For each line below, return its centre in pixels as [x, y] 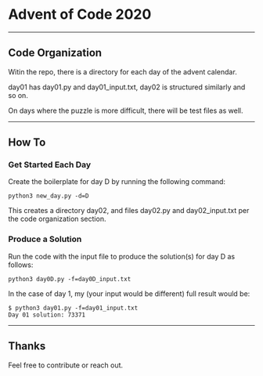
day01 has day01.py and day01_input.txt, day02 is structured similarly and [127, 87]
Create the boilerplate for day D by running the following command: [117, 182]
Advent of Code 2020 [80, 14]
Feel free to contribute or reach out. [66, 365]
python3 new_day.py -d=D [49, 196]
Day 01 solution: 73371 [47, 315]
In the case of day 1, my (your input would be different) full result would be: [129, 293]
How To [27, 143]
